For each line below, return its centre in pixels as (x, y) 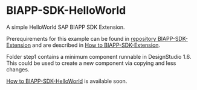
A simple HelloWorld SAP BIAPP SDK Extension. (66, 27)
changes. (18, 69)
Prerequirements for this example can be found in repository (81, 38)
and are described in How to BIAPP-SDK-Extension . (96, 45)
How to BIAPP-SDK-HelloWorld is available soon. (67, 81)
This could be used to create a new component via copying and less (91, 63)
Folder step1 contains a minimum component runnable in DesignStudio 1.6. (99, 56)
